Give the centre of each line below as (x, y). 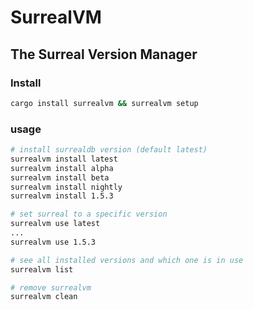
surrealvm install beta (60, 177)
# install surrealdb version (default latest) (109, 150)
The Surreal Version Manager (104, 54)
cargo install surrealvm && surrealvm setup (104, 103)
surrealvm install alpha (62, 168)
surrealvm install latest (64, 159)
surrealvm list (42, 269)
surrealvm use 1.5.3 (53, 242)
